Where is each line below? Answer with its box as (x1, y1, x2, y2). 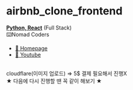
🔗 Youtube (14, 51, 41, 58)
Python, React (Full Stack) (6, 24, 72, 31)
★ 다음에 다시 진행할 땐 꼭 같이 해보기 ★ (6, 77, 102, 85)
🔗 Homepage (14, 44, 48, 52)
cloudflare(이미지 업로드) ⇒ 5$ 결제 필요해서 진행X (6, 70, 128, 77)
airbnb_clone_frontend (6, 4, 123, 18)
